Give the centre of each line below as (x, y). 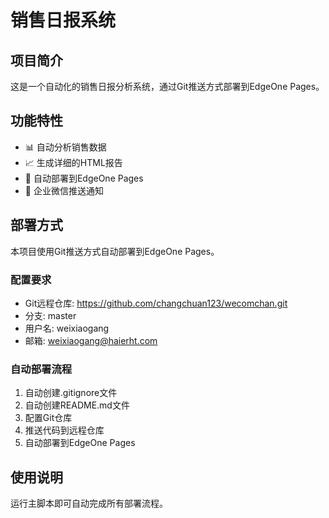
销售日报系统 (63, 20)
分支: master (50, 315)
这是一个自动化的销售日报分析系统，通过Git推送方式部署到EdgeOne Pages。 (167, 86)
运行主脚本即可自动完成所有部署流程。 (89, 503)
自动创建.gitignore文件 (71, 393)
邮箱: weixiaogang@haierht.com (91, 340)
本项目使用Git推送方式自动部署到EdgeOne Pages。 (115, 251)
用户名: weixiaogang (67, 328)
